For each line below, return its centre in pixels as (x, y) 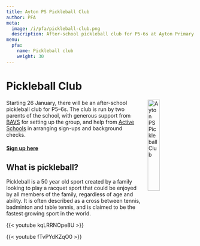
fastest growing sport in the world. (49, 213)
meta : (13, 23)
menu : (13, 40)
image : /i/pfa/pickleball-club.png (56, 28)
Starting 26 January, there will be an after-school (67, 103)
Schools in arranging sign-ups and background (64, 128)
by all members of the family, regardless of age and (70, 194)
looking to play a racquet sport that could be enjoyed (71, 188)
